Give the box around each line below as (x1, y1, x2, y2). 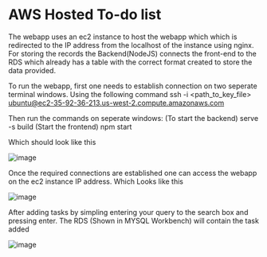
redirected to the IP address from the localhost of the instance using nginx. (8, 40, 254, 49)
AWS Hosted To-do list (8, 6, 162, 24)
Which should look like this (8, 137, 96, 146)
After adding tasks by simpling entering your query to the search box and (8, 207, 249, 216)
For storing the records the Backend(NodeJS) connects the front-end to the (8, 49, 257, 58)
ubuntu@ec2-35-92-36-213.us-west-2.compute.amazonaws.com (8, 98, 225, 107)
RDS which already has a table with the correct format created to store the (8, 57, 253, 67)
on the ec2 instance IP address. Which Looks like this (8, 177, 184, 186)
